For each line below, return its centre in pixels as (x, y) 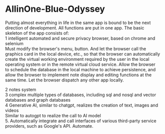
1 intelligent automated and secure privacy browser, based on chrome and (80, 38)
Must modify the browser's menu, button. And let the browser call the (76, 49)
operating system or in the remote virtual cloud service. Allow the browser (80, 64)
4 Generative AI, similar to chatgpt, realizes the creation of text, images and (82, 105)
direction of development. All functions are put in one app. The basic (75, 27)
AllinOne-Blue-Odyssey (55, 9)
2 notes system (21, 89)
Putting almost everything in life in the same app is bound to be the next (78, 23)
